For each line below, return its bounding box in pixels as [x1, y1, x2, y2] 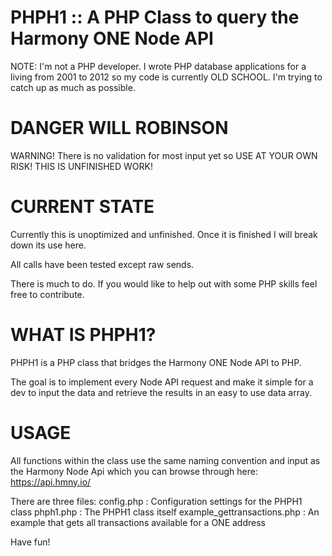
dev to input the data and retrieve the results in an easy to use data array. [10, 386, 312, 398]
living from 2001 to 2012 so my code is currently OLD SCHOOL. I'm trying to [10, 71, 323, 83]
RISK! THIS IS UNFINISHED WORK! [10, 160, 154, 172]
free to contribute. [10, 288, 85, 300]
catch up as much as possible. [10, 81, 136, 93]
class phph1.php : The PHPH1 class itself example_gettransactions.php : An [10, 506, 320, 518]
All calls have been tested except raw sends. [10, 258, 195, 270]
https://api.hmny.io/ [10, 476, 92, 488]
